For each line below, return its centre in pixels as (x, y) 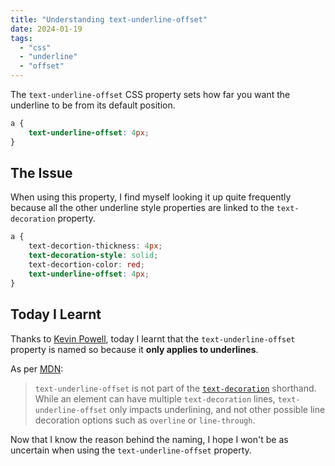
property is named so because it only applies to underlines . (134, 349)
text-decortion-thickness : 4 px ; (95, 246)
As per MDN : (37, 368)
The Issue (41, 173)
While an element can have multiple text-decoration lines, (155, 398)
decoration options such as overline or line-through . (145, 420)
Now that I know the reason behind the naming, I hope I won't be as (149, 439)
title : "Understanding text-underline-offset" (109, 19)
